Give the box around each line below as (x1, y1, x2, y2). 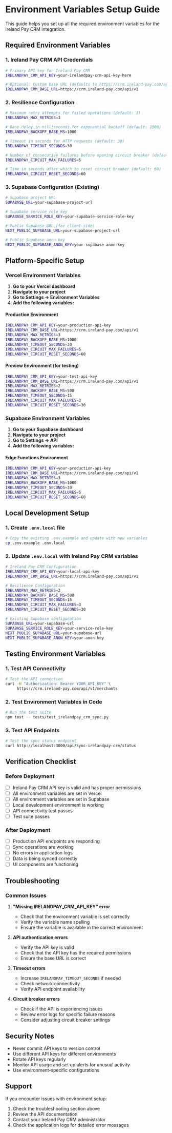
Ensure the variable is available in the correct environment (20, 925, 143, 931)
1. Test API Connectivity (5, 665, 66, 672)
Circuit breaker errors (12, 996, 60, 1002)
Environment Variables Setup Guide (5, 4, 160, 15)
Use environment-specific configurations (12, 1067, 100, 1073)
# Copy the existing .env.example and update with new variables (5, 536, 147, 541)
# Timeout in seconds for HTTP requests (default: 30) (5, 139, 125, 144)
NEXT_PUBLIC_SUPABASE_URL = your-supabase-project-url (5, 228, 120, 233)
